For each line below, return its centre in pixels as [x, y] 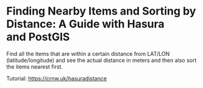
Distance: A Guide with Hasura [85, 24]
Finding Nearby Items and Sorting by [101, 11]
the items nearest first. [34, 66]
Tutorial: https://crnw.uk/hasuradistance [57, 78]
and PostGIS [38, 37]
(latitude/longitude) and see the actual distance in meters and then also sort [101, 60]
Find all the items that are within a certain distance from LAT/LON [88, 53]
